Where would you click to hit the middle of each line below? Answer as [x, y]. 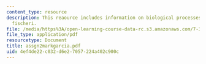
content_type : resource [37, 12]
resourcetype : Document [37, 40]
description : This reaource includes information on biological [90, 18]
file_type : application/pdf [42, 35]
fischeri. [24, 23]
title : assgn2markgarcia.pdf [44, 46]
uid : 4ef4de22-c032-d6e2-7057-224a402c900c [63, 52]
